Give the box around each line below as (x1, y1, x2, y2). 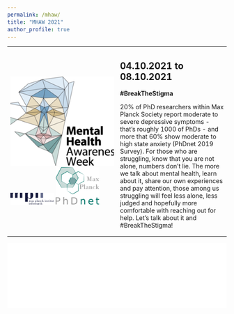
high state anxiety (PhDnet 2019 (120, 139, 214, 148)
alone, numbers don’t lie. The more (120, 162, 220, 170)
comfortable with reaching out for (120, 206, 217, 214)
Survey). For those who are (120, 147, 198, 155)
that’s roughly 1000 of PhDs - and (120, 125, 219, 133)
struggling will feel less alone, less (120, 191, 218, 200)
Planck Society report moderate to (120, 110, 219, 118)
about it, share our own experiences (120, 176, 223, 185)
